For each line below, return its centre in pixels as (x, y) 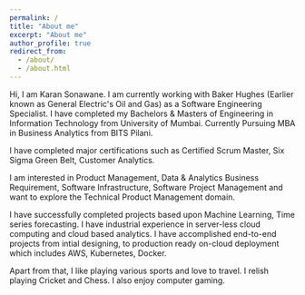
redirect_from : (38, 52)
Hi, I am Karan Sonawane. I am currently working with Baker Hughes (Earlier (152, 94)
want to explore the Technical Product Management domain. (123, 197)
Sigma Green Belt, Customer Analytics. (82, 160)
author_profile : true (50, 43)
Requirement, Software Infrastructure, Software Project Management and (146, 187)
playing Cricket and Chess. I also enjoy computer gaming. (117, 280)
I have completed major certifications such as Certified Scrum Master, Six (147, 150)
